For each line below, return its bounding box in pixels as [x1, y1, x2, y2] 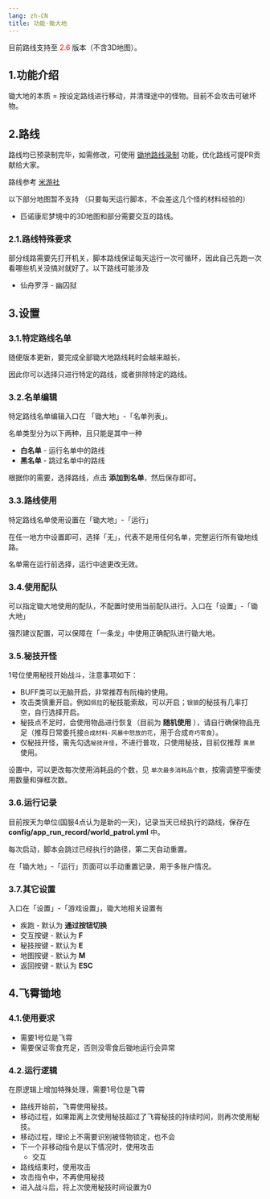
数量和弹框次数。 [14, 775, 72, 785]
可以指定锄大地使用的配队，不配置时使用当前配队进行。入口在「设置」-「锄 [8, 601, 259, 611]
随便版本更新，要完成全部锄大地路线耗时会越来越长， [8, 352, 185, 363]
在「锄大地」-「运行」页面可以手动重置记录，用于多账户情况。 [8, 861, 216, 871]
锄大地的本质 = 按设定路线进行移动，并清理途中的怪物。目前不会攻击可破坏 [8, 91, 257, 101]
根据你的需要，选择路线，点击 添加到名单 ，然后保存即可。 [8, 473, 201, 483]
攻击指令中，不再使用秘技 [19, 1172, 105, 1181]
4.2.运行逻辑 [8, 1064, 58, 1076]
